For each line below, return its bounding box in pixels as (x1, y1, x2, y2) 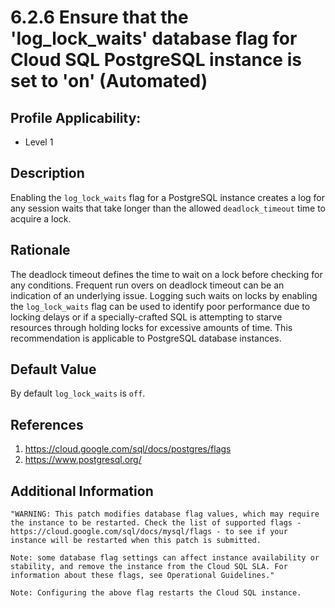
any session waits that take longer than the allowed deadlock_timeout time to (10, 202, 326, 214)
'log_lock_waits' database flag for (10, 27, 298, 50)
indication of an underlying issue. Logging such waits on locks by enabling (10, 289, 318, 301)
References (10, 416, 84, 433)
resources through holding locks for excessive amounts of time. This (10, 321, 293, 333)
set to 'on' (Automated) (10, 70, 208, 93)
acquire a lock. (10, 212, 72, 225)
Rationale (10, 242, 71, 259)
